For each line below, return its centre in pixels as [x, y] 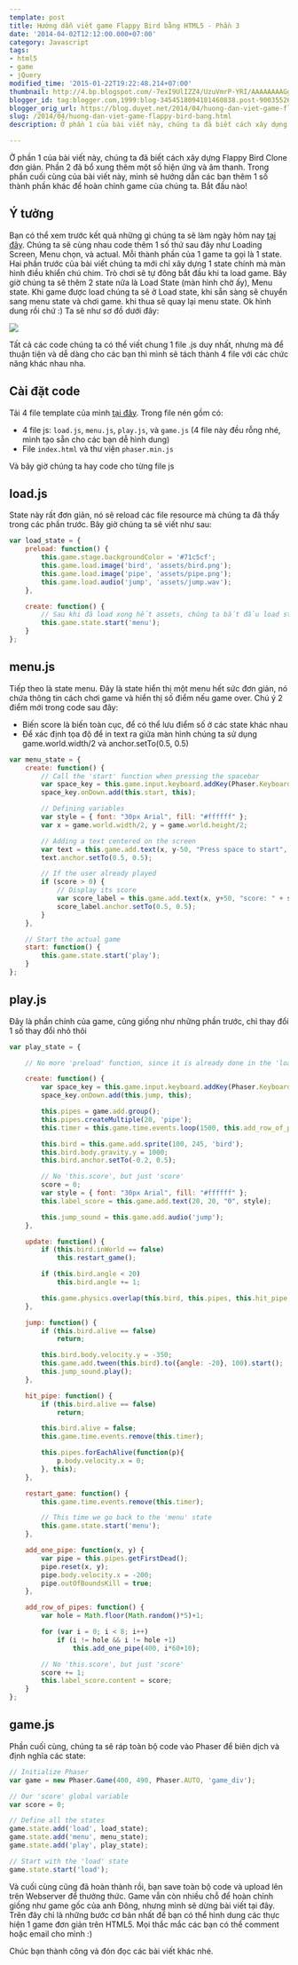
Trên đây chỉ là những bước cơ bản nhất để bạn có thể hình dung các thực [145, 1914]
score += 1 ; [63, 1673]
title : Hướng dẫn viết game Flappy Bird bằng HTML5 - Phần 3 [125, 26]
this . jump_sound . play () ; [87, 1372]
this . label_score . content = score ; [107, 1681]
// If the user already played [99, 874]
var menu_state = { [45, 760]
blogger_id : [31, 100]
